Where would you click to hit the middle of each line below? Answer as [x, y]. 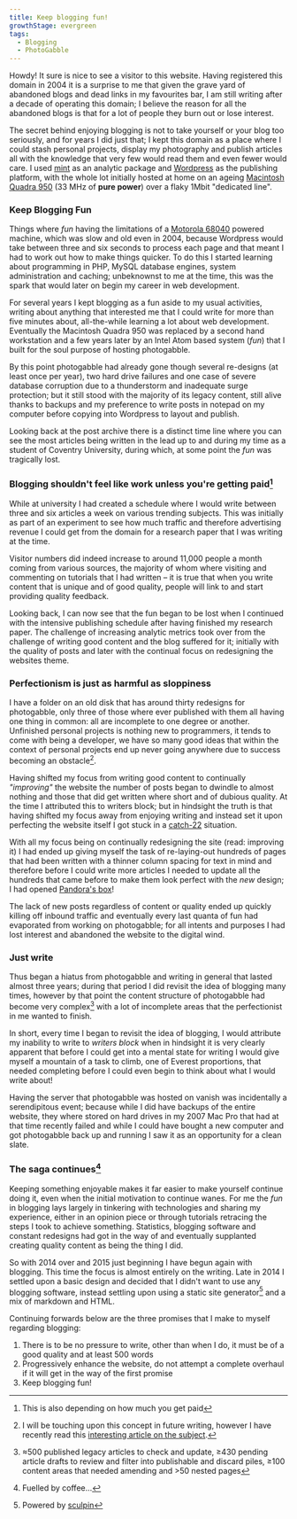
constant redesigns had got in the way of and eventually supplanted [133, 1235]
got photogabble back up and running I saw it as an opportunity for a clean [145, 1135]
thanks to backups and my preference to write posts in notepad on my [137, 405]
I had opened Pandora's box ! [62, 889]
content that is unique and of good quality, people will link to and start [136, 587]
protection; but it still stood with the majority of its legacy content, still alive [145, 395]
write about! [31, 1080]
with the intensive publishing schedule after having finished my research [141, 623]
